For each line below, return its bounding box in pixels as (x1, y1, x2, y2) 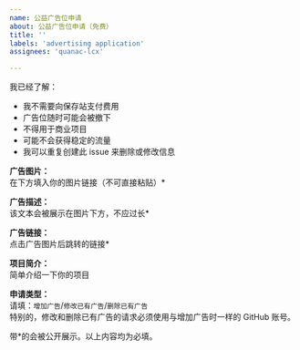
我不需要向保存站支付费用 (22, 101, 119, 112)
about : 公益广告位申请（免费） (9, 22, 113, 31)
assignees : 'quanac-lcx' (9, 47, 104, 57)
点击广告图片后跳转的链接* (9, 239, 110, 250)
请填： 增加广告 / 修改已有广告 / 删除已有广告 (9, 300, 149, 311)
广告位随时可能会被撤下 (22, 112, 111, 123)
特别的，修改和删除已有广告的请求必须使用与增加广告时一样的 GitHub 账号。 (9, 312, 296, 323)
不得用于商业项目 (22, 124, 88, 135)
